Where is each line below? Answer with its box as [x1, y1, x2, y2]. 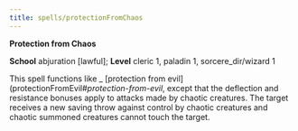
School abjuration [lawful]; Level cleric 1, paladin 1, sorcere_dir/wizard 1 [9, 55, 275, 66]
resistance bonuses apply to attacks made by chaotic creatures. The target [9, 92, 289, 103]
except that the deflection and [166, 82, 279, 93]
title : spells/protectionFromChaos [9, 13, 144, 23]
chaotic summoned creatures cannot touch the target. [9, 111, 210, 122]
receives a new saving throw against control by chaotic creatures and [9, 101, 268, 113]
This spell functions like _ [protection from [9, 73, 166, 84]
